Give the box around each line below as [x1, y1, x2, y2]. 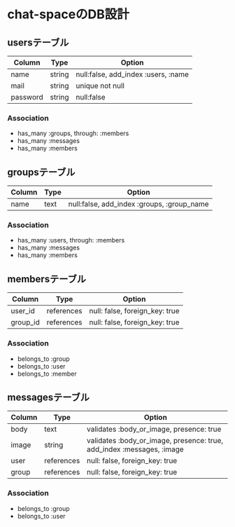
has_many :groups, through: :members [17, 129, 129, 137]
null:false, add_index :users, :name [76, 69, 189, 79]
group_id [10, 317, 40, 327]
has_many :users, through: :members [17, 236, 125, 245]
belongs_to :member [17, 369, 77, 378]
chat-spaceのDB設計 [7, 6, 129, 22]
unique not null [76, 81, 124, 90]
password [10, 93, 43, 102]
